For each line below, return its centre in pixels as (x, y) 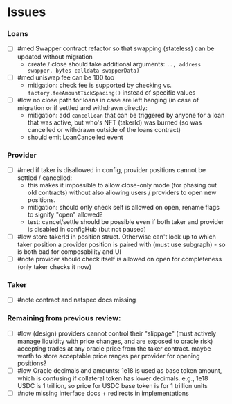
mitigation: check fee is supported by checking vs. (99, 85)
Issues (27, 12)
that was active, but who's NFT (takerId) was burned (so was (115, 122)
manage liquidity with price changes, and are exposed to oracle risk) (115, 341)
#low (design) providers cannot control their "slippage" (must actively (117, 333)
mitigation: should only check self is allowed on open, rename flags (124, 208)
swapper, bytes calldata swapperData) (83, 71)
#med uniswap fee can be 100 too (66, 77)
